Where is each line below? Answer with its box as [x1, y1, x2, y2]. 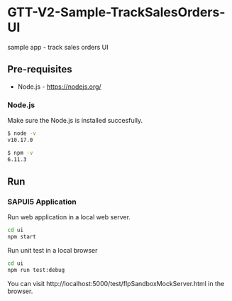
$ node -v [7, 130, 37, 137]
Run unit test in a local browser [7, 246, 98, 254]
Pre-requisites [7, 63, 72, 75]
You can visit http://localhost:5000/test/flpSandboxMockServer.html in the [7, 279, 225, 288]
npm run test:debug [7, 266, 65, 273]
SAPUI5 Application [7, 197, 77, 207]
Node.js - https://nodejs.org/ [17, 82, 101, 91]
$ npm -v [7, 149, 33, 156]
